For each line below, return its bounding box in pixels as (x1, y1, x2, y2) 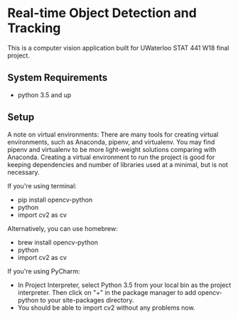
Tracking (7, 20, 61, 36)
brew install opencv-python (17, 238, 98, 247)
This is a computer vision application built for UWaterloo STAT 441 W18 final (7, 43, 229, 52)
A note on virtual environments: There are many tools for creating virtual (7, 130, 219, 139)
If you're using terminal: (7, 181, 77, 190)
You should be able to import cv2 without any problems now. (17, 303, 195, 312)
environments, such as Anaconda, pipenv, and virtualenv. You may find (7, 137, 215, 146)
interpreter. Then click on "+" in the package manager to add (17, 288, 197, 296)
